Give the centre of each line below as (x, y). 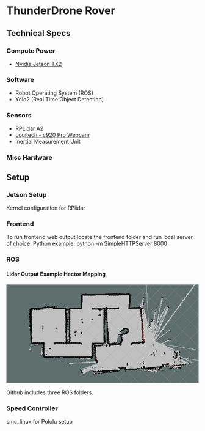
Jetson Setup (27, 194)
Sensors (19, 116)
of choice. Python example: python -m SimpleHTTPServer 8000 (87, 244)
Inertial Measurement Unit (48, 142)
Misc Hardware (30, 158)
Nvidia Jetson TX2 (38, 64)
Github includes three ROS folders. (50, 392)
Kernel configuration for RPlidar (46, 208)
